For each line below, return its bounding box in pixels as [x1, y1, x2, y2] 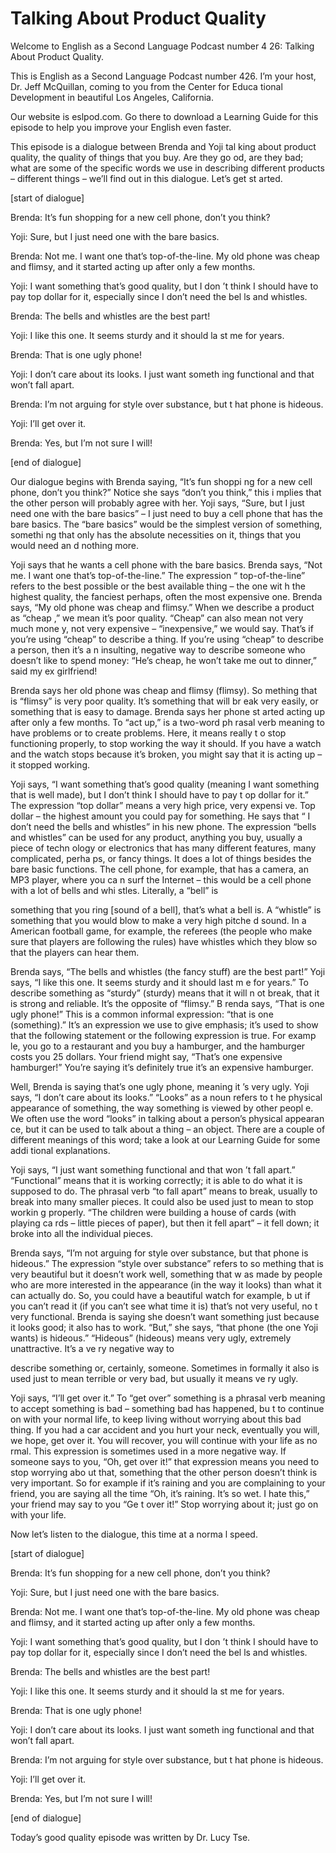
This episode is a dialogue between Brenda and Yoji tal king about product [10, 140, 317, 152]
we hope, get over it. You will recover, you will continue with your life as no [10, 1434, 318, 1446]
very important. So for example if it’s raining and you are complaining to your [10, 1477, 326, 1489]
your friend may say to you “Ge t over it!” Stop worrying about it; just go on [10, 1498, 319, 1510]
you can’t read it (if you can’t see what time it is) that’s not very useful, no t [10, 1300, 318, 1312]
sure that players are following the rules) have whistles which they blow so [10, 935, 318, 947]
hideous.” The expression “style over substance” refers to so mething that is [10, 1257, 324, 1269]
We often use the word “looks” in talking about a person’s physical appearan [10, 1112, 325, 1124]
